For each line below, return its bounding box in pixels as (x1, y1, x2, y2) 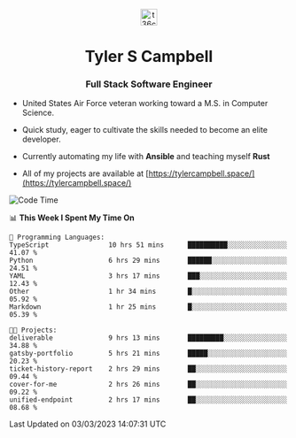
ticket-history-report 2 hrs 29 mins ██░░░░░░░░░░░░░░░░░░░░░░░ (9, 365, 288, 373)
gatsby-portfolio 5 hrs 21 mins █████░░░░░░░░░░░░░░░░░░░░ (9, 350, 288, 358)
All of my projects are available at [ (21, 168, 149, 179)
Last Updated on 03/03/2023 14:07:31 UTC (9, 419, 167, 429)
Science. (21, 107, 55, 119)
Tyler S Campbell (84, 47, 214, 66)
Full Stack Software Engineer (85, 78, 213, 90)
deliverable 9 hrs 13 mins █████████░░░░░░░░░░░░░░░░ (9, 334, 288, 342)
